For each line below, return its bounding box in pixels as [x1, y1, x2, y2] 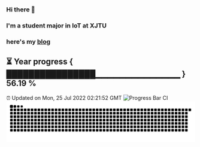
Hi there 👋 [6, 5, 36, 14]
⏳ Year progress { [6, 57, 74, 67]
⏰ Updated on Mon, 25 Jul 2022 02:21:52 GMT [6, 94, 122, 101]
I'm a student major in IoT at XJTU [6, 21, 107, 29]
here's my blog [6, 37, 51, 45]
